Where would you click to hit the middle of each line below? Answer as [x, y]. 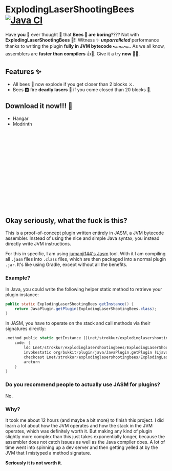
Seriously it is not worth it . [34, 463]
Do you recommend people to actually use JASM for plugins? [83, 384]
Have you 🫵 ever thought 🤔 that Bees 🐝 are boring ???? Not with [72, 34]
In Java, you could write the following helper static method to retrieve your [84, 289]
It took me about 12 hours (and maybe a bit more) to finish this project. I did [84, 420]
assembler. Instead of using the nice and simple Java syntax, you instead [82, 238]
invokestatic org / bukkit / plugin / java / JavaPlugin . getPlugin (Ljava [96, 352]
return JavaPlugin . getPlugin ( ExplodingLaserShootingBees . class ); [86, 309]
